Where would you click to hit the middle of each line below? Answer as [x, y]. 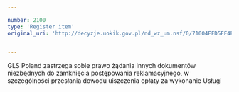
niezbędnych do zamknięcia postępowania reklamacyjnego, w [99, 73]
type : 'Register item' [41, 27]
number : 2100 [27, 20]
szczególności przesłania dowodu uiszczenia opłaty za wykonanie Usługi [115, 81]
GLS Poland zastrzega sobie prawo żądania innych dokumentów [102, 66]
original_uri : [28, 33]
